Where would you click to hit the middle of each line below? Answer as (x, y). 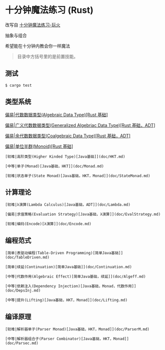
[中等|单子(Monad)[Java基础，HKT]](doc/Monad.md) (55, 166)
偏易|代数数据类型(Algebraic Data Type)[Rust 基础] (57, 115)
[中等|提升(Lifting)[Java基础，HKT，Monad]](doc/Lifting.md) (66, 300)
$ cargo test (19, 85)
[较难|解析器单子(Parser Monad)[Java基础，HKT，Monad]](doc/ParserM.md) (77, 329)
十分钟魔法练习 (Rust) (49, 10)
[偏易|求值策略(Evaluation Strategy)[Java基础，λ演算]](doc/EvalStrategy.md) (83, 214)
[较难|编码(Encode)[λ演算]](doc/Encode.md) (48, 224)
